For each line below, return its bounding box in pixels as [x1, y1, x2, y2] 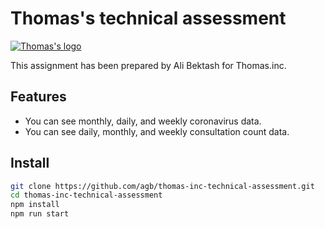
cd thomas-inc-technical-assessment [10, 190, 163, 201]
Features [10, 88, 67, 106]
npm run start [10, 209, 70, 219]
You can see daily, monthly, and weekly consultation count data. [24, 125, 290, 137]
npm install [10, 200, 60, 210]
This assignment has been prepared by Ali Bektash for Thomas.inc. [10, 59, 287, 71]
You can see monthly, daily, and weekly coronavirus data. [24, 115, 262, 127]
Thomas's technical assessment [10, 7, 287, 30]
